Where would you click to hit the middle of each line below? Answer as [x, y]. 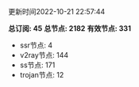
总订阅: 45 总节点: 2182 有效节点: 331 [69, 28]
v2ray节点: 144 [44, 55]
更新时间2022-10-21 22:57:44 [57, 11]
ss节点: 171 [37, 65]
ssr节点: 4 [36, 45]
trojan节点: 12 [42, 75]
